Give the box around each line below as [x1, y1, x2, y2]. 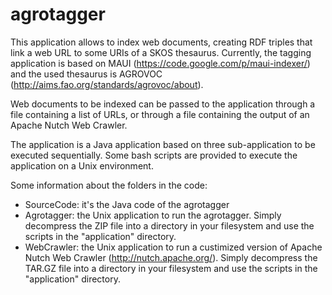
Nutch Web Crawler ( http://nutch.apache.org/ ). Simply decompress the [24, 251, 318, 263]
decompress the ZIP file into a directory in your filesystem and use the [24, 219, 315, 232]
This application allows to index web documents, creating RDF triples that [10, 36, 313, 48]
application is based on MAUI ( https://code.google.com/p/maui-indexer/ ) [10, 57, 311, 69]
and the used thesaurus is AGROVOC [10, 68, 163, 80]
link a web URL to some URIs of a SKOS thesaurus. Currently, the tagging [10, 46, 312, 58]
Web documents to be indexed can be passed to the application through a [10, 98, 316, 110]
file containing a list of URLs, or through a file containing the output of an [10, 108, 310, 120]
